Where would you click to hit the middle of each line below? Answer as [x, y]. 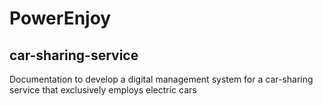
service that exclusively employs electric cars [103, 90]
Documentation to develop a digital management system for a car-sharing [161, 79]
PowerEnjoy [60, 18]
